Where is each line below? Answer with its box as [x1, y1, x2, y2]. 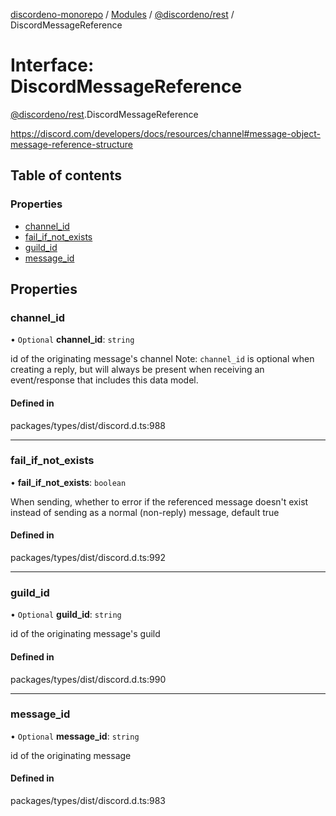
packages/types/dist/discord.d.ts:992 [10, 552, 166, 564]
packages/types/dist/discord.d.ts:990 [10, 673, 167, 685]
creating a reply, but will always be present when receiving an [10, 364, 265, 376]
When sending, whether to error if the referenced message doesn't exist [10, 495, 309, 508]
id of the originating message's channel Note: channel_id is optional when [10, 353, 315, 365]
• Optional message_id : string [10, 730, 140, 742]
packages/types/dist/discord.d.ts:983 [10, 795, 167, 807]
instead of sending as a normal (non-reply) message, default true [10, 506, 280, 518]
